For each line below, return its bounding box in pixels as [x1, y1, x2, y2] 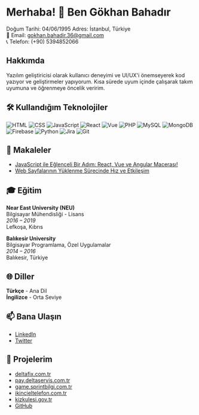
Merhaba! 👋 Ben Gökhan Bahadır [6, 5, 172, 19]
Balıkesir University [6, 235, 56, 242]
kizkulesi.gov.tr [14, 395, 53, 403]
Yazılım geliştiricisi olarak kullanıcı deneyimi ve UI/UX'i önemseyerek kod [6, 71, 185, 78]
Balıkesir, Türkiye [6, 254, 48, 261]
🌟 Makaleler [6, 145, 51, 155]
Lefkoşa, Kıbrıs [6, 223, 44, 231]
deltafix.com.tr [14, 370, 51, 377]
